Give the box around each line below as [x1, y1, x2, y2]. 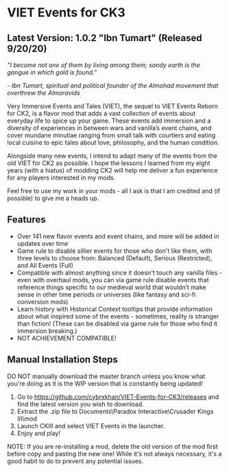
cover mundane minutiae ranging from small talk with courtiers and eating [7, 132, 216, 139]
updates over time [16, 239, 69, 247]
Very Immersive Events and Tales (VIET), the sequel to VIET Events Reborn [7, 102, 218, 110]
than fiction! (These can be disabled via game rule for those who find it [16, 319, 218, 327]
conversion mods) [16, 297, 69, 306]
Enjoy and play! [16, 429, 60, 437]
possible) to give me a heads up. [7, 194, 99, 202]
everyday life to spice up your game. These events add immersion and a [7, 116, 211, 125]
